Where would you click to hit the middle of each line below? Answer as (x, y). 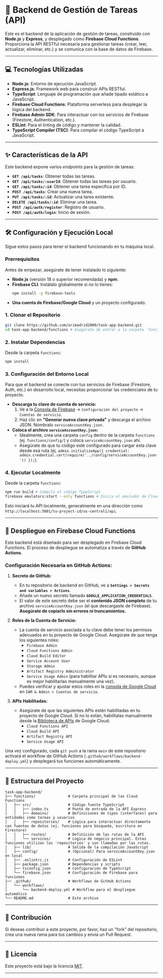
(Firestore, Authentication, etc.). (44, 120)
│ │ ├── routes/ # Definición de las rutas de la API (75, 835)
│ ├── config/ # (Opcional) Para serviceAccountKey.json (80, 852)
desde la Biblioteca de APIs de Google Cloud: (65, 721)
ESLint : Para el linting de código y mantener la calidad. (67, 125)
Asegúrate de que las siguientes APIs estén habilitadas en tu (80, 711)
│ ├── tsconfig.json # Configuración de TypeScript (68, 869)
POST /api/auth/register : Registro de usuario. (58, 207)
